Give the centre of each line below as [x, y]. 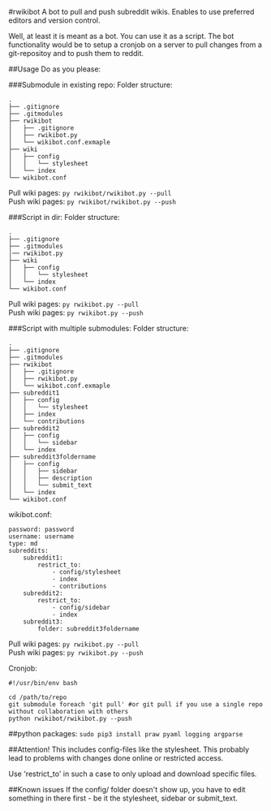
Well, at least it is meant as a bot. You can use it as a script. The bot [121, 36]
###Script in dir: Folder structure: [64, 217]
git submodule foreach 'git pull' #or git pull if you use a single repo [136, 705]
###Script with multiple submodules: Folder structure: [99, 328]
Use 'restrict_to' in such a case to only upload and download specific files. [133, 774]
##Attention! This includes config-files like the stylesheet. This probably [129, 749]
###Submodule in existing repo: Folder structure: [90, 85]
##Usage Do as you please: [55, 69]
